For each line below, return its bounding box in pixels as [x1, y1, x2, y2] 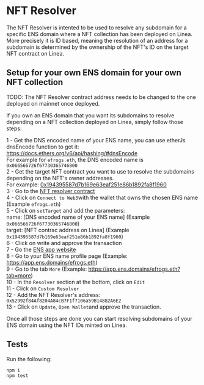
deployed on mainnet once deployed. [6, 100, 100, 107]
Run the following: [6, 355, 52, 362]
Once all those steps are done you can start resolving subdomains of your [6, 315, 192, 322]
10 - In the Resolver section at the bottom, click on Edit [6, 278, 145, 285]
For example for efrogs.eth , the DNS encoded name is [6, 156, 144, 163]
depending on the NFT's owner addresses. [6, 174, 114, 182]
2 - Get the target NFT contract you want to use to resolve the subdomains [6, 167, 194, 175]
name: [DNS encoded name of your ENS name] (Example [6, 213, 150, 221]
